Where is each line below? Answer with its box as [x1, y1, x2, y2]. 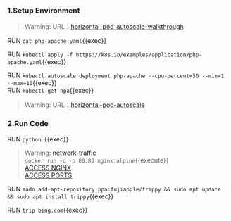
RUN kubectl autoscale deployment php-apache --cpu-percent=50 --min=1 [7, 71, 225, 80]
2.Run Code [7, 119, 49, 129]
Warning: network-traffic [24, 149, 96, 157]
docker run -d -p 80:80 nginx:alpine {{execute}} [24, 156, 169, 164]
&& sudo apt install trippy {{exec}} [7, 192, 114, 201]
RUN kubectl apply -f [7, 50, 73, 58]
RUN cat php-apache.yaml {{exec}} [7, 37, 107, 45]
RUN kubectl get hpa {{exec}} [7, 87, 94, 95]
